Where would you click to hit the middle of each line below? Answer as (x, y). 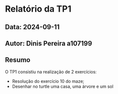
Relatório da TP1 (38, 9)
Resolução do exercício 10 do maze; (48, 81)
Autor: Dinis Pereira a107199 (49, 43)
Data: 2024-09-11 (32, 27)
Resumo (18, 60)
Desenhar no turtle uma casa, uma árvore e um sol (63, 86)
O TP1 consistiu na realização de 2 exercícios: (51, 72)
